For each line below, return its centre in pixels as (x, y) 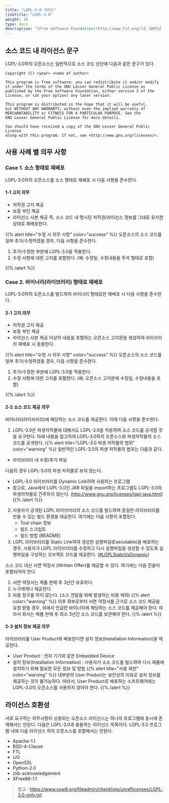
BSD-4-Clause (28, 746)
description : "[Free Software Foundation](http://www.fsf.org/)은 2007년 (83, 29)
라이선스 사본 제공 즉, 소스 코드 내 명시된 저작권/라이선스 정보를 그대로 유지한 (88, 217)
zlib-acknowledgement (36, 773)
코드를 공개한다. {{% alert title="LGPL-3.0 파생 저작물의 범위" (74, 443)
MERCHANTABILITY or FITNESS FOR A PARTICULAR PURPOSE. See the (73, 113)
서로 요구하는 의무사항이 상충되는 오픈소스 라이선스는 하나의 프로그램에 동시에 (81, 718)
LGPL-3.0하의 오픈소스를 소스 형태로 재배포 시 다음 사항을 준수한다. (71, 180)
